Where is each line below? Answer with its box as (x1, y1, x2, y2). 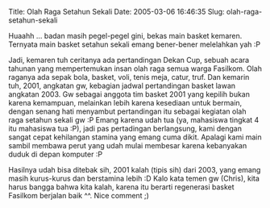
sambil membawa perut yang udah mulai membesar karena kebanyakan (8, 141, 247, 150)
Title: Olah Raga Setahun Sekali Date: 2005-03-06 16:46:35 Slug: (8, 7, 225, 16)
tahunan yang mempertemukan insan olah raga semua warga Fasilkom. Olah (8, 64, 263, 73)
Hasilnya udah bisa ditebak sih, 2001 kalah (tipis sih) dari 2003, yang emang (8, 165, 261, 174)
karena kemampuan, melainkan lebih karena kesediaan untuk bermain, (8, 98, 243, 107)
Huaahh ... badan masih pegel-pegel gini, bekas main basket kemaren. (8, 31, 243, 40)
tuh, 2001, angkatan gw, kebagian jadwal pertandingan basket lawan (8, 81, 236, 90)
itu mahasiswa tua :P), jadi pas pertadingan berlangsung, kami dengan (8, 124, 242, 133)
